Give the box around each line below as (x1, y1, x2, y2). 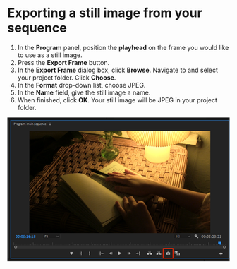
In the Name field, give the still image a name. (17, 88, 151, 97)
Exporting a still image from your (7, 5, 202, 21)
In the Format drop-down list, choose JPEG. (17, 80, 146, 89)
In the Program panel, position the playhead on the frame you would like (17, 43, 229, 52)
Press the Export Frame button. (17, 58, 110, 66)
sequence (7, 20, 67, 36)
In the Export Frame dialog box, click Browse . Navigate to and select (17, 66, 219, 74)
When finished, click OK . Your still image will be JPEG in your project (17, 95, 217, 104)
